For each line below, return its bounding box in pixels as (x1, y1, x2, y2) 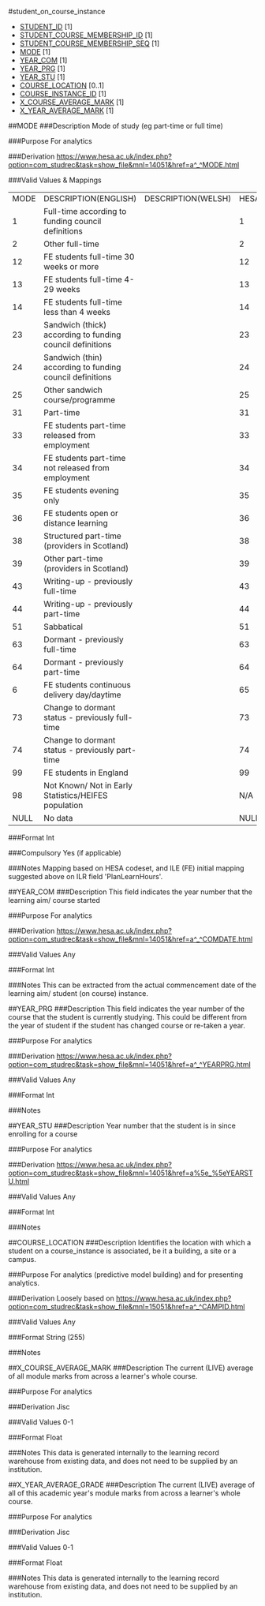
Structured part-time (43, 530, 122, 541)
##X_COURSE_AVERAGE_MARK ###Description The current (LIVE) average (8, 1363, 254, 1372)
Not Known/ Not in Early (43, 781, 132, 791)
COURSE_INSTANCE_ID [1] (19, 89, 106, 98)
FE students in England (43, 767, 129, 778)
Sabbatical (43, 621, 84, 632)
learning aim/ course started (8, 896, 100, 904)
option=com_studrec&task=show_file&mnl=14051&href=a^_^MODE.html (8, 160, 240, 169)
